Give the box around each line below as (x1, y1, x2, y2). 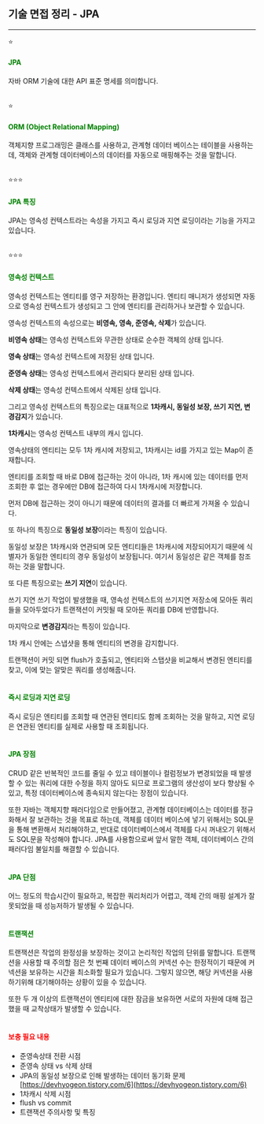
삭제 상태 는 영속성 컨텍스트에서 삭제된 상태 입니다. (8, 385, 161, 394)
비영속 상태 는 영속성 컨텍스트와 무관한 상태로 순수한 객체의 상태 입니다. (8, 334, 224, 344)
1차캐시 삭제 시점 (19, 1089, 71, 1098)
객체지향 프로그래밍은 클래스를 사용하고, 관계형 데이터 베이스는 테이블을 (8, 140, 226, 150)
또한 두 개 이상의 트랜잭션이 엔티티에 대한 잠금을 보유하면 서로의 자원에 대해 (8, 994, 239, 1003)
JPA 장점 (8, 750, 36, 759)
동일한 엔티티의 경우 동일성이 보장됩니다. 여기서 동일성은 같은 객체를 (28, 551, 237, 561)
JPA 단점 (8, 872, 36, 881)
